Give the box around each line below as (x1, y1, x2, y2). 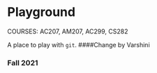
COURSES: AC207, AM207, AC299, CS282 (7, 27, 128, 35)
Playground (7, 4, 75, 20)
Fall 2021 (7, 58, 38, 67)
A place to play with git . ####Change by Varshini (7, 40, 150, 49)
